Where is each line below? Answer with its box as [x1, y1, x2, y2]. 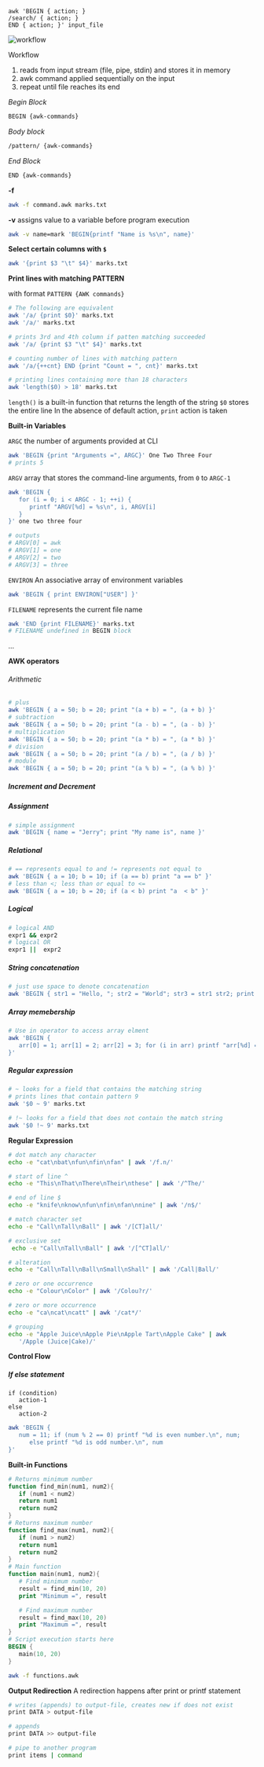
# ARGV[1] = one [8, 546, 61, 554]
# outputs [8, 531, 41, 540]
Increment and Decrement [8, 781, 96, 791]
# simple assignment [8, 821, 76, 829]
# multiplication [8, 728, 65, 736]
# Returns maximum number [8, 1519, 93, 1527]
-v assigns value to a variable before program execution [8, 215, 190, 224]
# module [8, 757, 37, 766]
